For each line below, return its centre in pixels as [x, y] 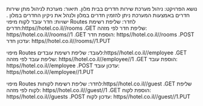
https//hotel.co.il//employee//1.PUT [50, 72]
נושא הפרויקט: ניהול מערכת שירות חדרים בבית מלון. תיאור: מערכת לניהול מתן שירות [102, 9]
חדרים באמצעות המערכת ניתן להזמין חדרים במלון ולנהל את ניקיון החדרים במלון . [98, 15]
